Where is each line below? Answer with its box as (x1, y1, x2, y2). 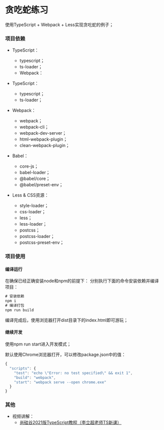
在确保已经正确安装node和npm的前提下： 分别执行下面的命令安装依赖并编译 (5, 278, 159, 284)
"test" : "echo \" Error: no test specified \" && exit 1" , (14, 371, 133, 375)
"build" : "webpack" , (14, 375, 56, 380)
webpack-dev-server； (19, 130, 67, 136)
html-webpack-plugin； (19, 136, 68, 143)
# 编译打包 (5, 303, 25, 308)
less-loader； (19, 221, 48, 227)
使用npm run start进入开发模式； (5, 341, 71, 347)
